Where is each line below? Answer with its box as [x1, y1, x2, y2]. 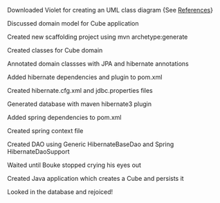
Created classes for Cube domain [7, 46, 103, 54]
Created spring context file [7, 127, 84, 134]
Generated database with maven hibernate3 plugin [7, 100, 152, 108]
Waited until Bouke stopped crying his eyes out [7, 161, 142, 169]
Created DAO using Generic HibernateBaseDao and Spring [7, 140, 174, 148]
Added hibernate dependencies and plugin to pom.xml [7, 73, 163, 81]
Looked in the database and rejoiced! [7, 188, 113, 196]
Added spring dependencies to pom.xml [7, 114, 122, 121]
